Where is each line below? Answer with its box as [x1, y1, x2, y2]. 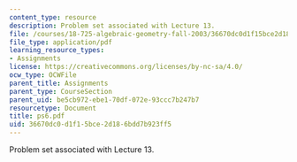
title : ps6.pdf [9, 112, 65, 120]
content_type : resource [9, 12, 97, 22]
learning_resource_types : [9, 46, 104, 55]
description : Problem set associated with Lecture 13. [9, 21, 216, 30]
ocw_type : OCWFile [9, 71, 77, 80]
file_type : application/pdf [9, 37, 113, 47]
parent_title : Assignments [9, 79, 109, 88]
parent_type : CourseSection [9, 87, 113, 96]
